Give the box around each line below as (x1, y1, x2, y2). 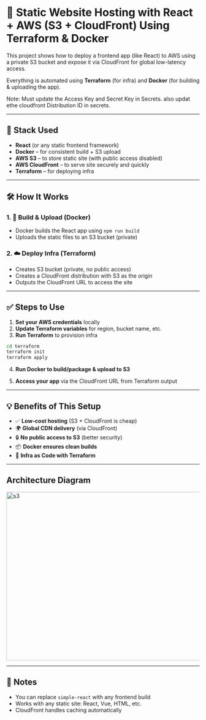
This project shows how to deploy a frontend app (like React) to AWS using (6, 51, 196, 59)
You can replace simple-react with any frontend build (15, 693, 151, 700)
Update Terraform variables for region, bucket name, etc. (15, 325, 162, 332)
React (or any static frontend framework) (15, 141, 120, 149)
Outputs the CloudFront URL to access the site (15, 278, 133, 286)
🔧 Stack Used (6, 125, 58, 135)
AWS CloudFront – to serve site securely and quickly (15, 161, 150, 168)
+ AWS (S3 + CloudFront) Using (6, 18, 170, 32)
